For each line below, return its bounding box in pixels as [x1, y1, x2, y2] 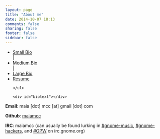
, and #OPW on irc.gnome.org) [22, 127, 86, 133]
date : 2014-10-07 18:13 [5, 17, 55, 22]
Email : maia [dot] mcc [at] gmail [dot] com [5, 103, 93, 109]
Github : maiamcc [5, 112, 41, 118]
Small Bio [12, 49, 32, 55]
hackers [5, 127, 22, 133]
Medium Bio [12, 60, 38, 66]
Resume [12, 76, 30, 82]
